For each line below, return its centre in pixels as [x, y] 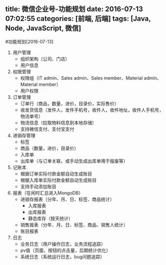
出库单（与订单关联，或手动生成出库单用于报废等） [74, 161]
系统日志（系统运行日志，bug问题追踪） [63, 256]
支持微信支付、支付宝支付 [47, 129]
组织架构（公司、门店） [45, 59]
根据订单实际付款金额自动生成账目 [56, 174]
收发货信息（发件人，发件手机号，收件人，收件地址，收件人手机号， [92, 110]
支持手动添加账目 [38, 186]
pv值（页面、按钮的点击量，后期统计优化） [65, 250]
